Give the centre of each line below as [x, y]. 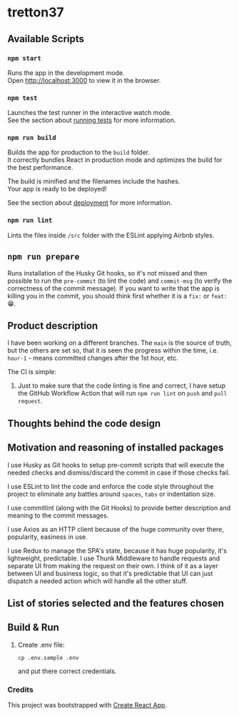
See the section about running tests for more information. [92, 120]
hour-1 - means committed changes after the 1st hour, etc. [93, 358]
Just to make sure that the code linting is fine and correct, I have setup [122, 385]
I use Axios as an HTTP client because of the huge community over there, [116, 529]
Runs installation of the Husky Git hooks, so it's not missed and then [107, 273]
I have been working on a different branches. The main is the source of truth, [119, 343]
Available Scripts [46, 39]
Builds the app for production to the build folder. [79, 152]
